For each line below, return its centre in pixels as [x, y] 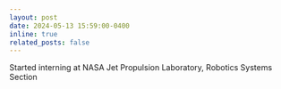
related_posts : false [50, 42]
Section [23, 77]
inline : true [34, 34]
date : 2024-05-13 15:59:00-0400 [69, 26]
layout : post [34, 17]
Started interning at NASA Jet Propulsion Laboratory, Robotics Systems [141, 68]
